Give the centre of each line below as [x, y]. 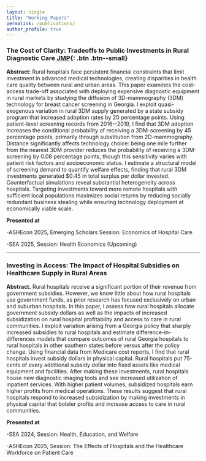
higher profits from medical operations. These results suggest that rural [97, 391]
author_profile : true [34, 29]
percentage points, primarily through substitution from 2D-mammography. [100, 137]
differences [21, 338]
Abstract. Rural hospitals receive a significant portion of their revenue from [101, 286]
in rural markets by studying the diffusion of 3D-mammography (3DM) [95, 97]
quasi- [166, 104]
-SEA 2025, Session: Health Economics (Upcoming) [72, 244]
